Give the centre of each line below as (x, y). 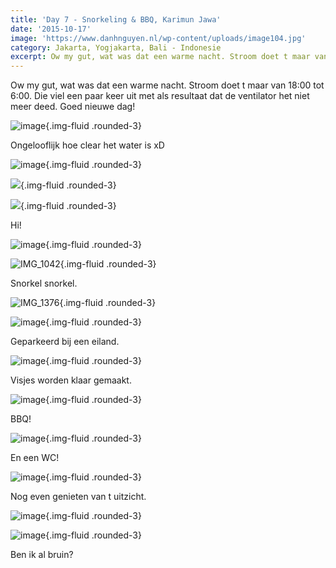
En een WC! (35, 458)
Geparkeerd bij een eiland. (65, 342)
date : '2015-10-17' (51, 29)
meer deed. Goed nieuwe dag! (73, 107)
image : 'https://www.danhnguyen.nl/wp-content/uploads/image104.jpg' (158, 38)
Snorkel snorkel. (44, 283)
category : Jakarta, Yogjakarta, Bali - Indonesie (116, 47)
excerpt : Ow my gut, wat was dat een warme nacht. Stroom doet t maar (160, 57)
